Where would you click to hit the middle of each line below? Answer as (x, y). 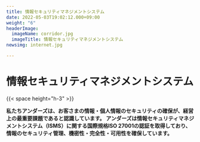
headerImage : (22, 28)
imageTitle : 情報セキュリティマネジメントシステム (67, 39)
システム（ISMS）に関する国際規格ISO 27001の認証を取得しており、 (106, 125)
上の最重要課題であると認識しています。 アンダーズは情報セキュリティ (93, 118)
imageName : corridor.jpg (42, 34)
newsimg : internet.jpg (34, 45)
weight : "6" (21, 23)
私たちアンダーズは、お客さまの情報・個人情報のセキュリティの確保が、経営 (100, 110)
